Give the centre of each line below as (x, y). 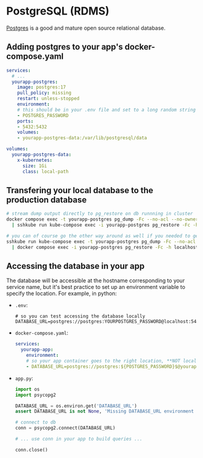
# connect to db (35, 422)
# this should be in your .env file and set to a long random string (107, 110)
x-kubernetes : (35, 160)
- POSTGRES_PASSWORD (43, 115)
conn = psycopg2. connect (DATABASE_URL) (65, 428)
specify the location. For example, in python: (62, 294)
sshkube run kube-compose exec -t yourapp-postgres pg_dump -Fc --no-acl (101, 241)
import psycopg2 (35, 395)
